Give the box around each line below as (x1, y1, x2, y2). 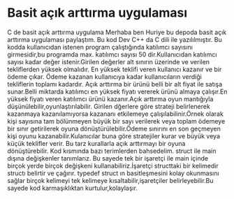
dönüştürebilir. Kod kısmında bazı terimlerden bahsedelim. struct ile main (7, 147, 217, 155)
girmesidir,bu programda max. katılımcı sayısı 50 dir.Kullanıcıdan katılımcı (7, 50, 217, 59)
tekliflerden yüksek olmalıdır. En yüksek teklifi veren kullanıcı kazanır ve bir (7, 65, 222, 73)
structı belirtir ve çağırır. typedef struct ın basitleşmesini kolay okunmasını (7, 169, 219, 177)
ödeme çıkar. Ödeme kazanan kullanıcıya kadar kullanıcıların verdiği (7, 72, 203, 81)
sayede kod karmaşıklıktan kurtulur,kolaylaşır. (7, 184, 138, 192)
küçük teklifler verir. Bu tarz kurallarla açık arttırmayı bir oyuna (7, 139, 186, 147)
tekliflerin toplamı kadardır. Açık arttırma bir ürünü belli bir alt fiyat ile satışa (7, 80, 223, 88)
